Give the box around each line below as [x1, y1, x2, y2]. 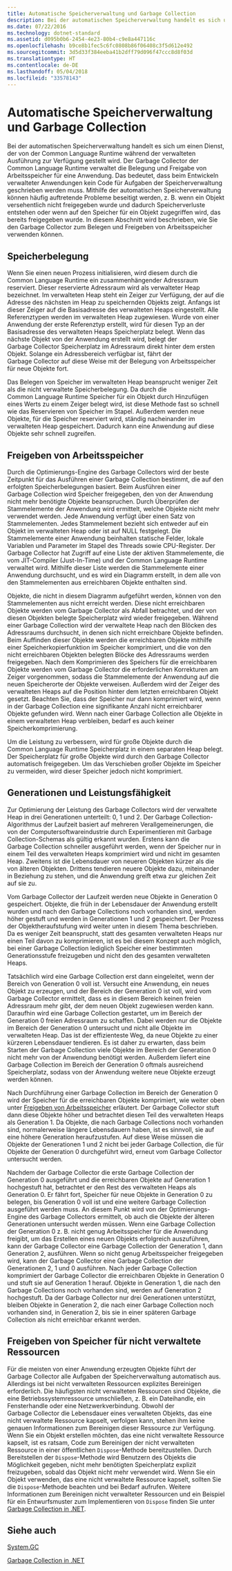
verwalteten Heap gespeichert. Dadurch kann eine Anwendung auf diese [7, 422, 215, 430]
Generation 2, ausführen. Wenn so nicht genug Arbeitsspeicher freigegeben [7, 1249, 224, 1257]
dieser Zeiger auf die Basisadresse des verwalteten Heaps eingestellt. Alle [7, 305, 219, 314]
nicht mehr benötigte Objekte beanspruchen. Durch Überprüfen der [7, 497, 200, 506]
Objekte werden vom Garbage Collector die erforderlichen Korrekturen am [7, 665, 219, 673]
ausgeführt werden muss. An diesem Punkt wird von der [7, 1205, 168, 1213]
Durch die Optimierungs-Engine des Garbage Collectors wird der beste [7, 468, 209, 476]
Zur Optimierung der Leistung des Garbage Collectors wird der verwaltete [7, 805, 217, 814]
